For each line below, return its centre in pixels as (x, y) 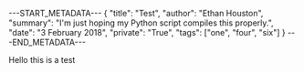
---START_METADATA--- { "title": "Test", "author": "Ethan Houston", (136, 13)
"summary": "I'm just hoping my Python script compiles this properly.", (142, 23)
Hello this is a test (42, 60)
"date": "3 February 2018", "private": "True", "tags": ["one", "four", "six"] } (147, 32)
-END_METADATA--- (47, 42)
